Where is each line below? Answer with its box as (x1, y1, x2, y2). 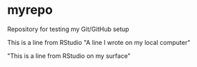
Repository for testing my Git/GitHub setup (7, 25, 129, 33)
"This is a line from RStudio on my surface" (7, 51, 131, 60)
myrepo (7, 2, 54, 18)
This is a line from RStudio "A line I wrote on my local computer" (7, 38, 191, 46)
